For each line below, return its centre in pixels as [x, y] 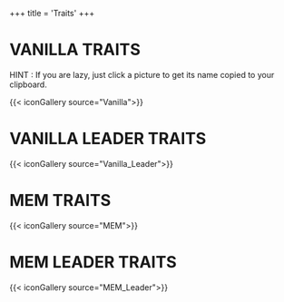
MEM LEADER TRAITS [93, 262]
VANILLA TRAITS [75, 50]
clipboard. [28, 84]
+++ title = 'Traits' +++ [52, 13]
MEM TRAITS [60, 201]
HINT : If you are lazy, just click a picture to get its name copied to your [142, 74]
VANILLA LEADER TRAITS [108, 139]
